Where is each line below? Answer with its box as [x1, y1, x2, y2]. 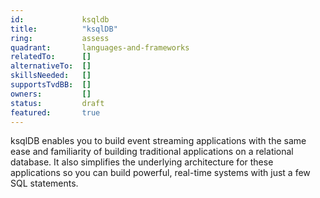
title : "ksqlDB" [10, 24, 118, 34]
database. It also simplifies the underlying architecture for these [10, 156, 274, 168]
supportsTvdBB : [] [10, 80, 92, 90]
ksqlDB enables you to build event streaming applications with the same [10, 135, 307, 147]
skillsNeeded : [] [10, 71, 92, 81]
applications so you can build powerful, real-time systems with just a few [10, 167, 311, 179]
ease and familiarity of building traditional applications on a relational [10, 146, 294, 158]
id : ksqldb [10, 14, 110, 25]
